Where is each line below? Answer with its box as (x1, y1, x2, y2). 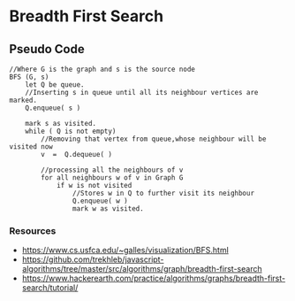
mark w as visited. (72, 205, 144, 213)
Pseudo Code (9, 42, 86, 57)
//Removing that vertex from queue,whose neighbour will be (41, 135, 267, 143)
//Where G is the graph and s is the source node (9, 65, 196, 73)
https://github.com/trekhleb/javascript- (21, 254, 164, 265)
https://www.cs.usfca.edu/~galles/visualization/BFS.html (21, 245, 230, 256)
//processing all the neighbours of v (41, 166, 184, 174)
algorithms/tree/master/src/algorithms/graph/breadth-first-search (21, 264, 262, 274)
